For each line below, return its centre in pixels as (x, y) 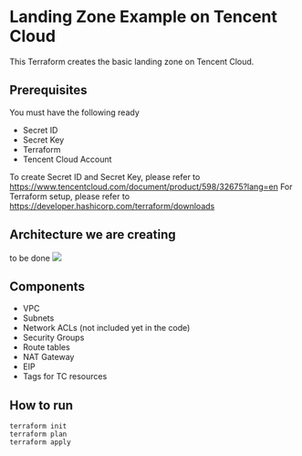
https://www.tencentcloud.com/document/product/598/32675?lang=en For (151, 186)
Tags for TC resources (65, 376)
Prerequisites (48, 90)
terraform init (38, 427)
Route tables (46, 347)
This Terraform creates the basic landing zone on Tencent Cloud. (132, 61)
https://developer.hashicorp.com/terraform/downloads (112, 206)
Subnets (38, 318)
